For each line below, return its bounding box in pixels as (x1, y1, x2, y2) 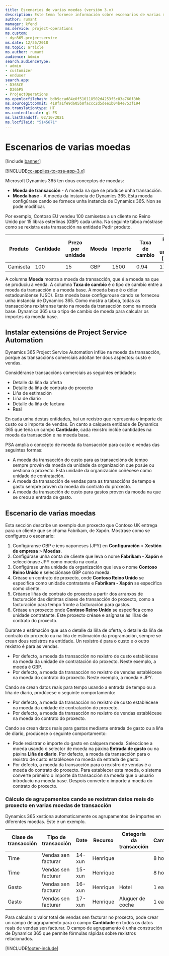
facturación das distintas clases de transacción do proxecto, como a (12, 596, 154, 602)
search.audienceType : (5, 59, 51, 64)
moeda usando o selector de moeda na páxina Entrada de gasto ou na (12, 746, 159, 752)
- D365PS (5, 87, 24, 92)
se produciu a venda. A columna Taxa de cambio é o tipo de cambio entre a (5, 281, 162, 287)
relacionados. (5, 936, 34, 942)
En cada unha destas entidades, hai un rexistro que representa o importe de (5, 416, 162, 422)
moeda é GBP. (12, 664, 43, 670)
